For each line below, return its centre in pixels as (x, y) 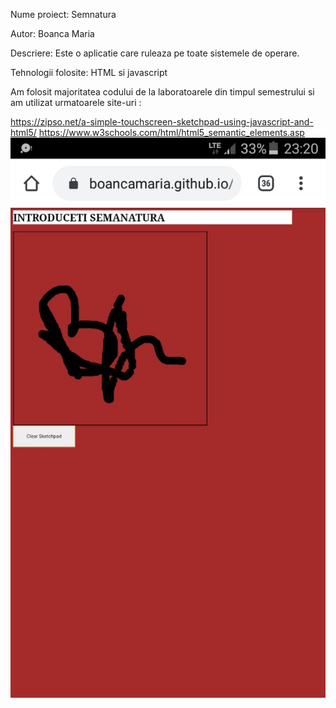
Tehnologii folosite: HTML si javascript (89, 72)
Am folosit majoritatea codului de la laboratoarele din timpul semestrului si (162, 92)
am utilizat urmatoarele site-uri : (76, 102)
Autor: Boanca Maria (52, 33)
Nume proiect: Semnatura (63, 14)
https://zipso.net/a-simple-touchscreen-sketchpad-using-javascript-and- (162, 122)
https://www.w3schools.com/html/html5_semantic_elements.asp (171, 132)
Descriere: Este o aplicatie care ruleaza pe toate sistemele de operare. (155, 53)
